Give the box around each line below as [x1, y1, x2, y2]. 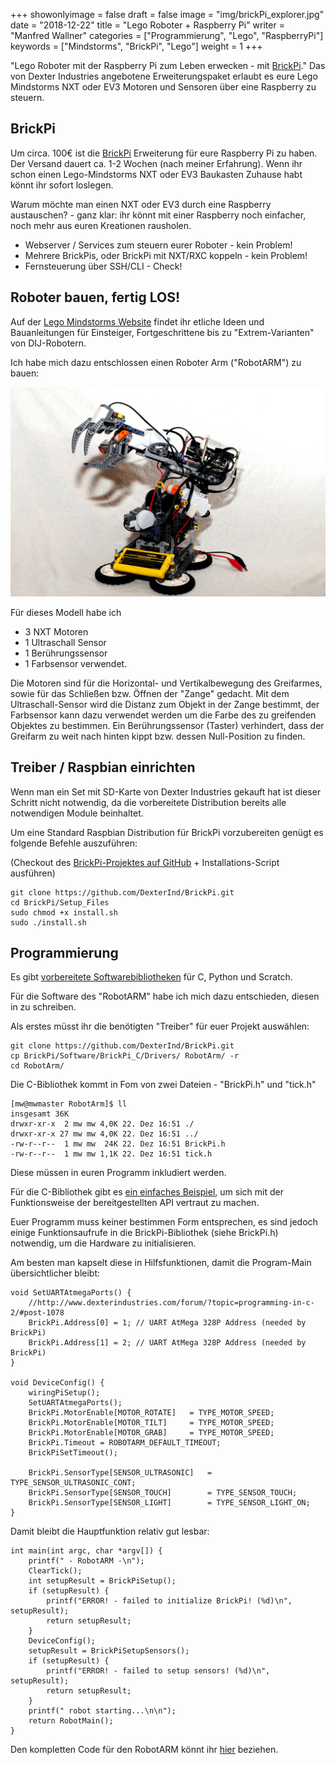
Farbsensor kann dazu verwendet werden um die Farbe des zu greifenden [10, 709, 317, 721]
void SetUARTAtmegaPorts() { [10, 1288, 132, 1298]
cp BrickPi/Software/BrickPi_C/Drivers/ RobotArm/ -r [10, 1051, 240, 1061]
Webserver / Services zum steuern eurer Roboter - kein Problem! [24, 239, 293, 251]
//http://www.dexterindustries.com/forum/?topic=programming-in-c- [28, 1298, 315, 1308]
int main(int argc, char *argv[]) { [10, 1546, 163, 1556]
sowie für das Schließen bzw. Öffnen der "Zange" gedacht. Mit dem [10, 687, 290, 699]
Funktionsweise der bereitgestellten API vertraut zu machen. [10, 1197, 260, 1209]
